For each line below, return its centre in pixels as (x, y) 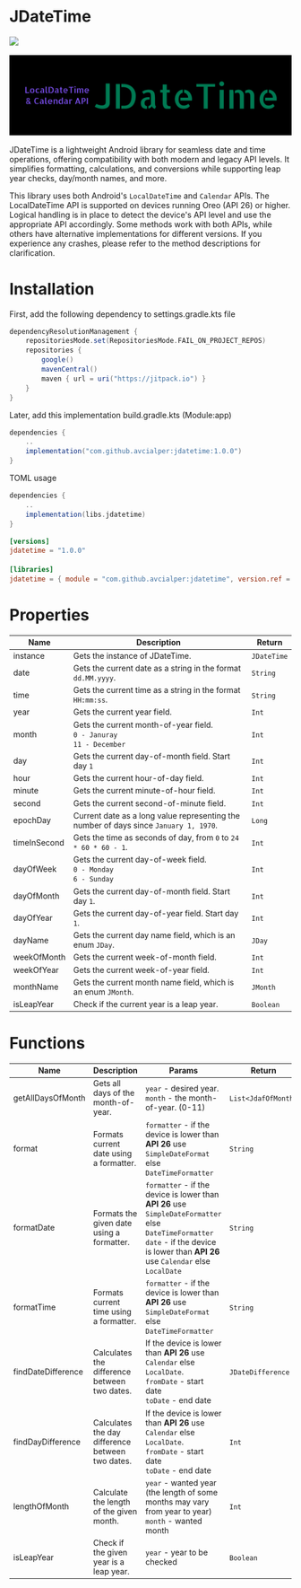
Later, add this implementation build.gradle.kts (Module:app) (120, 415)
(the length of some (181, 1492)
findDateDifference (48, 1372)
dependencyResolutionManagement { (74, 331)
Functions (47, 1043)
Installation (52, 289)
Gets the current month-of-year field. (143, 724)
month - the (166, 1098)
